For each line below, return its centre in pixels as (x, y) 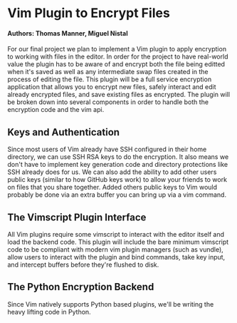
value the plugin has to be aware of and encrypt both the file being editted (116, 64)
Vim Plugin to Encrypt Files (89, 13)
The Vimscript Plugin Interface (77, 217)
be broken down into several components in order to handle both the (108, 102)
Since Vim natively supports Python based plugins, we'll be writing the (111, 304)
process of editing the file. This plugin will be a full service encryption (110, 79)
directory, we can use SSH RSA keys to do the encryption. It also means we (118, 157)
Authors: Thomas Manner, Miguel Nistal (68, 33)
